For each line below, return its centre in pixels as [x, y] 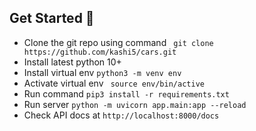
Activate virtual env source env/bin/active [114, 83]
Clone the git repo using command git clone [118, 42]
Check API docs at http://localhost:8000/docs [121, 115]
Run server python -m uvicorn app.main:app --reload [135, 104]
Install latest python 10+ [72, 62]
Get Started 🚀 [52, 18]
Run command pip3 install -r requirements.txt [126, 93]
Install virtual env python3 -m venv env [102, 72]
